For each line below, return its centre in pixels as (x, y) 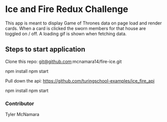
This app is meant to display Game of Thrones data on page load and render (83, 23)
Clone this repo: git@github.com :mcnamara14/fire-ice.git (64, 61)
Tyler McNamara (22, 114)
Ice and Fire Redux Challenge (67, 9)
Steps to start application (45, 49)
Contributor (20, 103)
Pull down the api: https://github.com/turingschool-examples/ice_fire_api (80, 80)
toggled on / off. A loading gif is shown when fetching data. (66, 33)
